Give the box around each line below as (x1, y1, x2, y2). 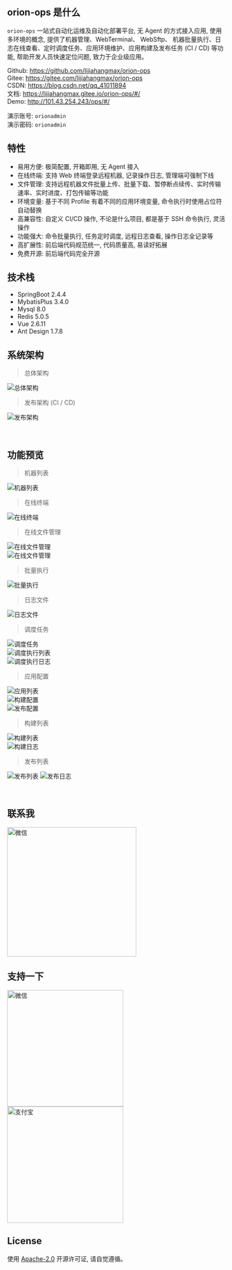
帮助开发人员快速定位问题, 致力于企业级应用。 (16, 52, 148, 60)
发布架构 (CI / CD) (24, 398, 76, 407)
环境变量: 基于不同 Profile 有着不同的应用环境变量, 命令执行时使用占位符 (17, 197, 223, 205)
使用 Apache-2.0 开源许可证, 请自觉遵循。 (7, 1254, 127, 1263)
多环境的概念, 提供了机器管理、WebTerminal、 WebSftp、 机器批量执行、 (7, 35, 215, 43)
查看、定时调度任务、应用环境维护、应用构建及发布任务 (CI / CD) (25, 44, 210, 52)
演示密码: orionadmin (7, 120, 66, 129)
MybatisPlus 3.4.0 (17, 298, 69, 306)
